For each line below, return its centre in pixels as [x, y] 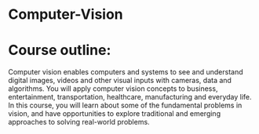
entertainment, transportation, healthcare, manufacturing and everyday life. [130, 97]
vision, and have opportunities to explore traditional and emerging [115, 114]
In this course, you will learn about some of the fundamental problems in [125, 105]
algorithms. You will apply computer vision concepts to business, [113, 89]
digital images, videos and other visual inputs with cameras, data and [120, 81]
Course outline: [60, 51]
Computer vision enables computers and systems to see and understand [126, 72]
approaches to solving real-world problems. [79, 122]
